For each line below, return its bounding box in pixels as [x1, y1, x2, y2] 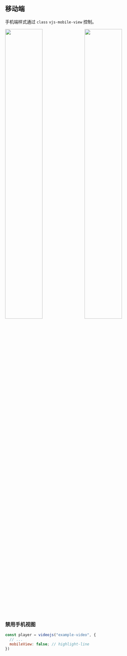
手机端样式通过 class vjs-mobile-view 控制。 [5, 19, 96, 25]
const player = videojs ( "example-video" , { [5, 633, 96, 638]
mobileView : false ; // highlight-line [9, 642, 90, 647]
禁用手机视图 [5, 621, 36, 628]
